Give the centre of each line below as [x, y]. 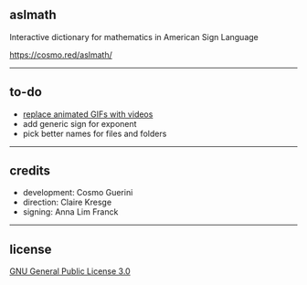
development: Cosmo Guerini [78, 193]
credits [30, 171]
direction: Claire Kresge [67, 202]
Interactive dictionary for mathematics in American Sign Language [134, 37]
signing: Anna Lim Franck [70, 212]
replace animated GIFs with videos [88, 114]
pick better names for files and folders [95, 133]
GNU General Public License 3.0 [70, 271]
